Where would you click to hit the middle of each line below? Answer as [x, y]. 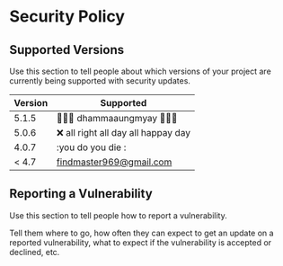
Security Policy [67, 17]
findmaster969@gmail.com [115, 162]
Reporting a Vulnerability [81, 194]
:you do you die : [92, 147]
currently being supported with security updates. [100, 81]
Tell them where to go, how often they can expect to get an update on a [141, 233]
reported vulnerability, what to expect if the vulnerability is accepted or [141, 242]
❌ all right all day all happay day [124, 133]
